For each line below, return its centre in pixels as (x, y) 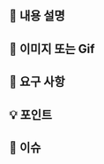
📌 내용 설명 (37, 16)
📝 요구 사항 (37, 82)
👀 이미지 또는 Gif (52, 48)
